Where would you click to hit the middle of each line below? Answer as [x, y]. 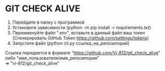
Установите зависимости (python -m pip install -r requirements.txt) [82, 27]
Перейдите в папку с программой [48, 22]
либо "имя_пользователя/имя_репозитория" [52, 58]
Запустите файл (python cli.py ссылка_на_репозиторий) [71, 43]
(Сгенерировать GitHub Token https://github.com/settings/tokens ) [81, 38]
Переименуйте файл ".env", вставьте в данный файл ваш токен [79, 33]
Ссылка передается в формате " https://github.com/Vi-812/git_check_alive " [83, 53]
